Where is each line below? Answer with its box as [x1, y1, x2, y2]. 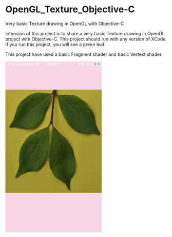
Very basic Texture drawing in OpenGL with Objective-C [5, 20, 124, 27]
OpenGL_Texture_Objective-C [5, 4, 135, 15]
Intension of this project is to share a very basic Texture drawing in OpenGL [5, 30, 165, 36]
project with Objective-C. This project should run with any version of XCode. [5, 36, 167, 42]
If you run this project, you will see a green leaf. [5, 41, 106, 47]
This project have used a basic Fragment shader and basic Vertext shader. [5, 51, 163, 57]
